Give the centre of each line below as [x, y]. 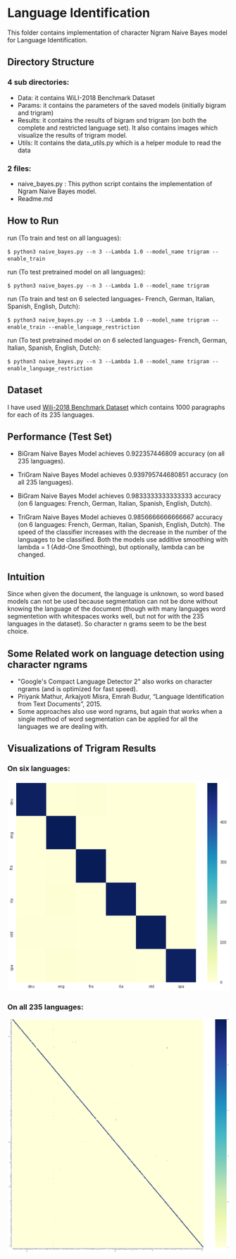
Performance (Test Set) [60, 436]
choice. [18, 631]
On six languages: [39, 769]
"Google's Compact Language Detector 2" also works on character [115, 681]
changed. [31, 554]
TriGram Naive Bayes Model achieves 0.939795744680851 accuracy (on [123, 475]
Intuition [26, 577]
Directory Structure [51, 62]
